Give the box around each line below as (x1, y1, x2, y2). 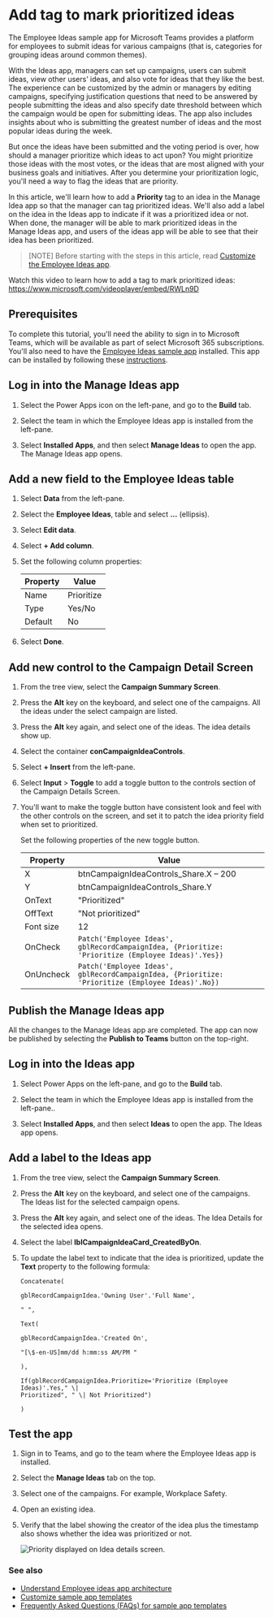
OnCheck (24, 941, 61, 953)
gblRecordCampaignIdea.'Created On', (19, 1334, 149, 1342)
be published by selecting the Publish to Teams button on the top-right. (8, 1034, 249, 1043)
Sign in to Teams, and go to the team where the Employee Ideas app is (19, 1448, 257, 1459)
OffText (24, 908, 54, 919)
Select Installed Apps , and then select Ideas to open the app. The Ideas (19, 1118, 262, 1128)
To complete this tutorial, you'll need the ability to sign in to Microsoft (8, 329, 240, 339)
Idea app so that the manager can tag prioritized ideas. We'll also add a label (8, 201, 266, 210)
